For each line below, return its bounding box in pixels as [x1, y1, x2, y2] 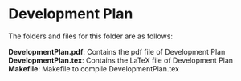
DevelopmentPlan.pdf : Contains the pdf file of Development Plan [8, 47, 226, 56]
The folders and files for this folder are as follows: [8, 31, 174, 41]
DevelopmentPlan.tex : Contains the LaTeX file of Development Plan [8, 55, 234, 65]
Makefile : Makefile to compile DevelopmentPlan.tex [8, 63, 179, 73]
